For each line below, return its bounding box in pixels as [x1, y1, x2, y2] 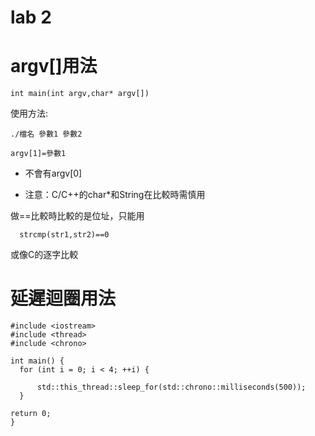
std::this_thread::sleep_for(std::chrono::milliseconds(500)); [36, 382, 307, 393]
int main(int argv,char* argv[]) [10, 89, 150, 99]
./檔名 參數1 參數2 [10, 129, 83, 140]
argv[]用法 [10, 55, 98, 78]
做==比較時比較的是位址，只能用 [10, 210, 145, 222]
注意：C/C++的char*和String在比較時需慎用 [24, 189, 206, 201]
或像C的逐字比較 [10, 249, 79, 261]
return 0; [10, 409, 52, 419]
